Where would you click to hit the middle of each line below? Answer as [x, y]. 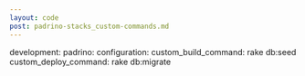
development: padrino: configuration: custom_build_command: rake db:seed [153, 52]
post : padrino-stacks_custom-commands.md [89, 26]
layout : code [34, 18]
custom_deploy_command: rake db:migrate [90, 62]
